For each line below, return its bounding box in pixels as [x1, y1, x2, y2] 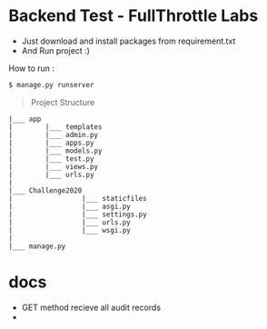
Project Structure [30, 96, 95, 107]
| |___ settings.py [8, 210, 147, 219]
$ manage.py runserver [8, 80, 94, 89]
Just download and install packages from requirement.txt [21, 35, 236, 46]
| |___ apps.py [8, 138, 94, 147]
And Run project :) [21, 45, 90, 55]
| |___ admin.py [8, 130, 99, 139]
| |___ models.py [8, 146, 103, 155]
